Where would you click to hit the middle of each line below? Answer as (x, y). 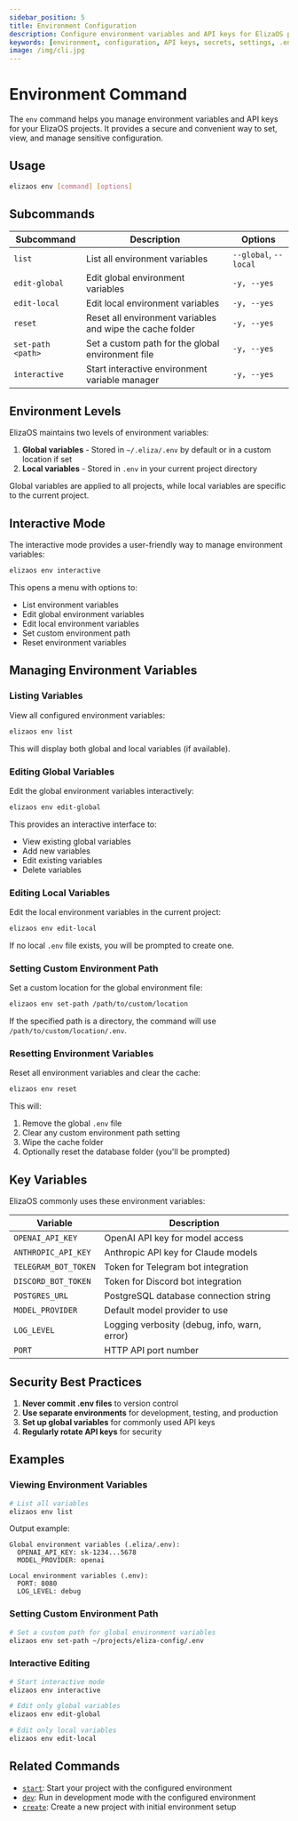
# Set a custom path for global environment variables (113, 1632)
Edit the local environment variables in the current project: (115, 912)
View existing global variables (76, 841)
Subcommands (52, 214)
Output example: (39, 1528)
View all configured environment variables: (87, 715)
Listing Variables (46, 696)
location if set (47, 460)
